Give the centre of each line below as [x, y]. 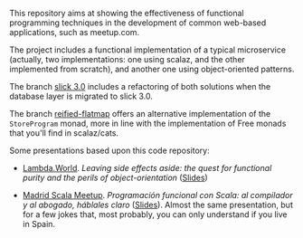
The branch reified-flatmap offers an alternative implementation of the [140, 114]
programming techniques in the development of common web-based [138, 23]
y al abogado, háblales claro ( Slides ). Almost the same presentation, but [158, 205]
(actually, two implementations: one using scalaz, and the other [128, 59]
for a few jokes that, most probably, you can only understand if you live [155, 214]
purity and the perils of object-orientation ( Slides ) [115, 177]
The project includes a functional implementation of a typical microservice [148, 50]
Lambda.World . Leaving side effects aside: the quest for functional [147, 168]
